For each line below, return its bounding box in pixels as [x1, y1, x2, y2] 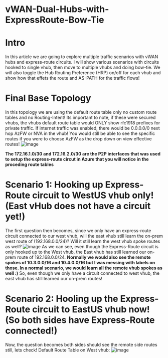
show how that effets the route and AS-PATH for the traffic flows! [5, 75, 140, 81]
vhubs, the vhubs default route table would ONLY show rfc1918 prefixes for [5, 120, 160, 126]
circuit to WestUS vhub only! [32, 190, 154, 201]
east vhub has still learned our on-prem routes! [5, 276, 103, 281]
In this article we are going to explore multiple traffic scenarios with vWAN [5, 54, 158, 60]
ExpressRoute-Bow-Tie [5, 14, 104, 26]
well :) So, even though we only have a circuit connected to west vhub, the [5, 270, 159, 276]
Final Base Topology [5, 93, 91, 104]
